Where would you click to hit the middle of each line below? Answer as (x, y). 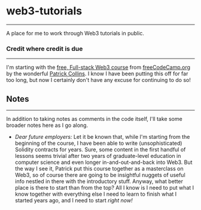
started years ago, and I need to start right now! (74, 200)
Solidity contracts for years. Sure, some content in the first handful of (100, 150)
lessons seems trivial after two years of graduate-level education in (98, 156)
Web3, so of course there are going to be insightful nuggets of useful (100, 175)
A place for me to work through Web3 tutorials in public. (75, 33)
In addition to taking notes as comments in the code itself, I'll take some (94, 119)
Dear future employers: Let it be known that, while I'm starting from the (102, 137)
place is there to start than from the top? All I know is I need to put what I (104, 188)
